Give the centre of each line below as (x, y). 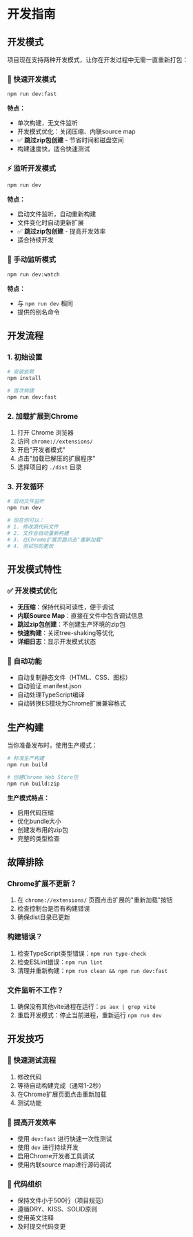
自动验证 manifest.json (49, 686)
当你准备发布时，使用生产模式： (52, 745)
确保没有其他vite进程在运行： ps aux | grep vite (87, 1007)
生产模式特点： (28, 797)
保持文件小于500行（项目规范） (62, 1200)
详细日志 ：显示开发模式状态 (57, 642)
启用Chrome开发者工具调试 (56, 1155)
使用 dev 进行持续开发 (48, 1147)
